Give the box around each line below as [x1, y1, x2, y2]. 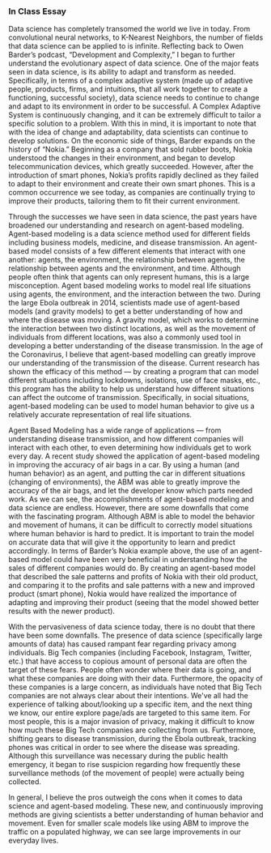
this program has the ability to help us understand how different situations [8, 384, 255, 394]
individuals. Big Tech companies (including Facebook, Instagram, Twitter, [8, 648, 252, 658]
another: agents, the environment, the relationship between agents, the [8, 255, 245, 265]
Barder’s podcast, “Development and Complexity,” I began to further [8, 50, 236, 60]
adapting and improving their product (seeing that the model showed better [8, 598, 260, 608]
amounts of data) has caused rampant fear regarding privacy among [8, 639, 237, 649]
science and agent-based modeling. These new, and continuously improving [8, 801, 264, 811]
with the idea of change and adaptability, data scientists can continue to [8, 127, 248, 137]
